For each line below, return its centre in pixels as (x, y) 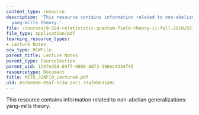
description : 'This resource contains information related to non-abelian (100, 17)
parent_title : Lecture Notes (42, 55)
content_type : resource (36, 11)
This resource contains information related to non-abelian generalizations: (97, 100)
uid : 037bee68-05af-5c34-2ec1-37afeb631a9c (61, 83)
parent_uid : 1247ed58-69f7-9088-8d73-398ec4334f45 (70, 66)
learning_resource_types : (38, 39)
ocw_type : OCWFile (29, 50)
